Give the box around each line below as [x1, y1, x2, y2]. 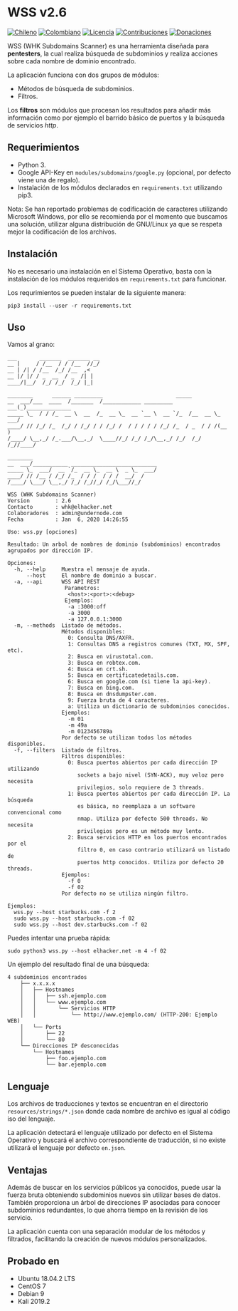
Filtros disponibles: [61, 753, 126, 760]
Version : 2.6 [7, 497, 72, 504]
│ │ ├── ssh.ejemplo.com [20, 993, 107, 1000]
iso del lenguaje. [7, 1114, 55, 1123]
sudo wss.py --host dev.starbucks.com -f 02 [13, 921, 148, 928]
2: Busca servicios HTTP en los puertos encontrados [67, 834, 227, 841]
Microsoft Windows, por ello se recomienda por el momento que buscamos [7, 212, 228, 221]
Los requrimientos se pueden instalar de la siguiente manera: [7, 288, 186, 296]
